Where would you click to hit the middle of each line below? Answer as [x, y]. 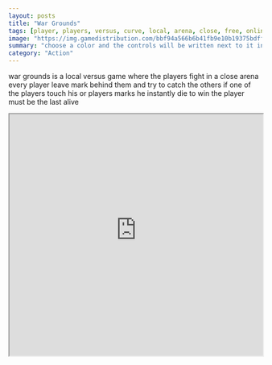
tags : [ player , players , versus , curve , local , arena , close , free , [126, 31]
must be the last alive [43, 102]
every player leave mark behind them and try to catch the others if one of [130, 85]
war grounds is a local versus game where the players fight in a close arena [134, 76]
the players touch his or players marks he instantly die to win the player [127, 93]
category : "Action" [41, 53]
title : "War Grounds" [45, 23]
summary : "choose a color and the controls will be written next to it [131, 46]
